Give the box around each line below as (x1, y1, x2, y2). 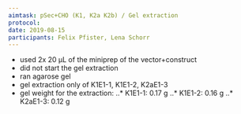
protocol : (8, 19, 41, 27)
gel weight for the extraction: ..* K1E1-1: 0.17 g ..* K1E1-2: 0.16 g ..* (19, 88, 234, 98)
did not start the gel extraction (19, 64, 119, 73)
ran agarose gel (19, 72, 71, 81)
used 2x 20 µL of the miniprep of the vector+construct (19, 55, 198, 64)
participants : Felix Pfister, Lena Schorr (8, 33, 150, 42)
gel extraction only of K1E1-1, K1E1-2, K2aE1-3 (19, 80, 168, 90)
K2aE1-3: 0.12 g (19, 97, 70, 106)
